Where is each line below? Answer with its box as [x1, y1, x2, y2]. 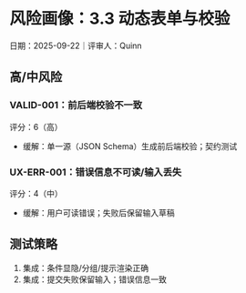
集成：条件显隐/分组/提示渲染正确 [22, 262, 149, 273]
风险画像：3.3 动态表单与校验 [9, 8, 231, 29]
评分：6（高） [9, 121, 63, 132]
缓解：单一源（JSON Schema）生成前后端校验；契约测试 [22, 140, 238, 151]
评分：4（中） [9, 187, 64, 198]
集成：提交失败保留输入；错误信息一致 [22, 274, 167, 285]
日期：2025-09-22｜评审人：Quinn [9, 40, 143, 51]
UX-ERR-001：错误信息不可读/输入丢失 [9, 166, 182, 178]
